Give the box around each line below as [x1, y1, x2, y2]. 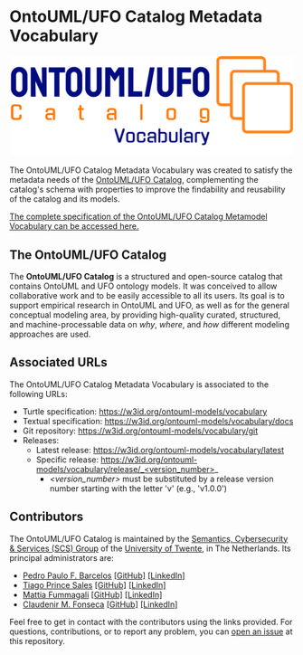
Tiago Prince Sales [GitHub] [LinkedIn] [22, 579, 166, 590]
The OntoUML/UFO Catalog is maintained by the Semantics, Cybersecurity [9, 533, 289, 544]
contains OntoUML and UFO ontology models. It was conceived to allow [9, 280, 278, 291]
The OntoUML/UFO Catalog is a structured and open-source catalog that [9, 271, 283, 282]
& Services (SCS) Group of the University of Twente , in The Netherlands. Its [9, 543, 291, 554]
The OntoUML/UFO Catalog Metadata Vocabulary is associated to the [9, 378, 270, 390]
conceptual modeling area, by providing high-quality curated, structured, [9, 309, 281, 320]
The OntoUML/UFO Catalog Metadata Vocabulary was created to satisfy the [9, 165, 293, 176]
